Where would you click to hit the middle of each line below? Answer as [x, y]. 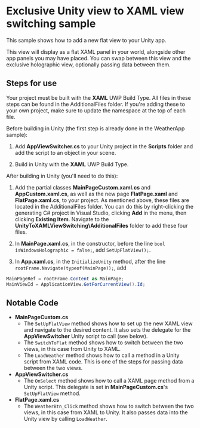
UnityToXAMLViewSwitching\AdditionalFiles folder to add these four [101, 225]
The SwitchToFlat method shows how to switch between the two [103, 343]
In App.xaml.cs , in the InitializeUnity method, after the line [90, 261]
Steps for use [32, 83]
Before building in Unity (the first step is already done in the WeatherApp [96, 128]
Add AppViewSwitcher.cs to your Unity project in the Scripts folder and [104, 146]
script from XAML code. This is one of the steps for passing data [103, 362]
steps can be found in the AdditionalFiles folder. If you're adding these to [96, 104]
